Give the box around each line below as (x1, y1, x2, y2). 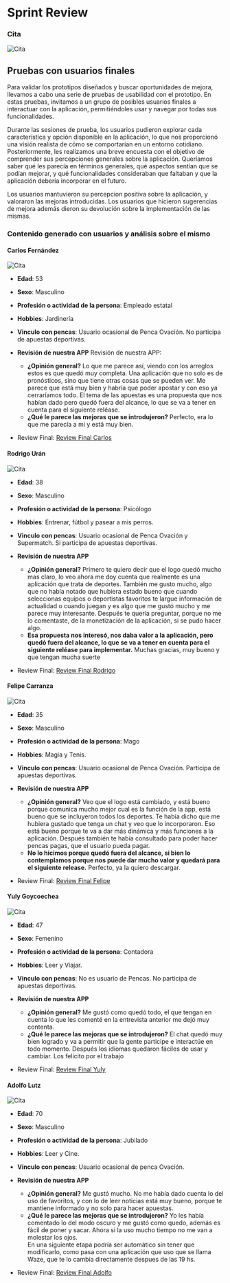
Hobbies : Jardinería (16, 315, 74, 323)
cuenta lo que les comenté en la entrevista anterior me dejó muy (27, 1016, 209, 1024)
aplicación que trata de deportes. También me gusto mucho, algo (27, 579, 213, 588)
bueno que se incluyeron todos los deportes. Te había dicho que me (27, 812, 220, 821)
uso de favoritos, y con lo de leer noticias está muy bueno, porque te (27, 1197, 222, 1205)
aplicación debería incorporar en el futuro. (7, 177, 127, 185)
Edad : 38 (16, 478, 43, 486)
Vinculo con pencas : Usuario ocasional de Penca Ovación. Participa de (16, 763, 220, 772)
